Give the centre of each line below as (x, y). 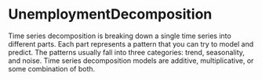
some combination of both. (52, 68)
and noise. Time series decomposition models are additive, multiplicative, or (131, 61)
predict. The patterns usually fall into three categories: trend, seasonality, (127, 52)
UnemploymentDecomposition (110, 14)
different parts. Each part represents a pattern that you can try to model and (131, 43)
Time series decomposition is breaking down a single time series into (120, 36)
